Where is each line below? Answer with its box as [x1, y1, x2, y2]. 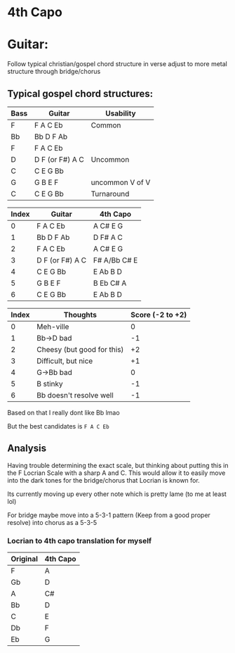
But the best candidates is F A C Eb [7, 421, 110, 430]
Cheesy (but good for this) [36, 344, 124, 354]
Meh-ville [36, 322, 69, 331]
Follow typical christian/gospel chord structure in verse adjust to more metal [7, 60, 228, 68]
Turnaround [90, 189, 130, 198]
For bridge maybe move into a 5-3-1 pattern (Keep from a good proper [7, 511, 210, 519]
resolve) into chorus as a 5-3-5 [7, 518, 98, 526]
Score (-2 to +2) [130, 310, 187, 319]
